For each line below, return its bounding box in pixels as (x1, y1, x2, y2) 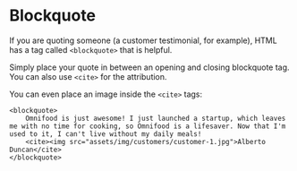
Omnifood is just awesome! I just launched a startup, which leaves (25, 114, 286, 123)
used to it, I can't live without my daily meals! (9, 129, 202, 139)
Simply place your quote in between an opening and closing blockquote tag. (9, 62, 290, 73)
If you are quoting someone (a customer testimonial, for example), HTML (9, 35, 277, 46)
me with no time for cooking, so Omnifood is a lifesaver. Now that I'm (9, 122, 286, 131)
